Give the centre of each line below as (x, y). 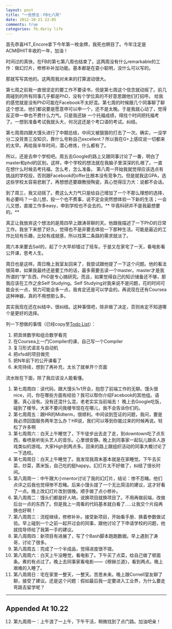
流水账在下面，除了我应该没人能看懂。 (46, 378)
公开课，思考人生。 (26, 253)
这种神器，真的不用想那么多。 (37, 296)
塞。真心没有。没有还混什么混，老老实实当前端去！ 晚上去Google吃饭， (89, 402)
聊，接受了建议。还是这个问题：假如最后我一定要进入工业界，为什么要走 (89, 581)
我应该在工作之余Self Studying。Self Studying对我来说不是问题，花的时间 (83, 283)
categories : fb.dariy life (34, 29)
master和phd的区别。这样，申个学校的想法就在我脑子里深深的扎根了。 (80, 163)
